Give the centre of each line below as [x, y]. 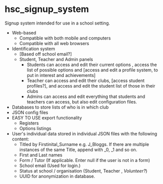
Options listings [35, 128]
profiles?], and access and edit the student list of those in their [91, 85]
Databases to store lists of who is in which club [60, 107]
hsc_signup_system [47, 9]
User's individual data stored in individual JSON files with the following [84, 133]
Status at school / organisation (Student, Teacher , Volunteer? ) [83, 170]
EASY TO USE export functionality [47, 117]
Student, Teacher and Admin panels [56, 59]
